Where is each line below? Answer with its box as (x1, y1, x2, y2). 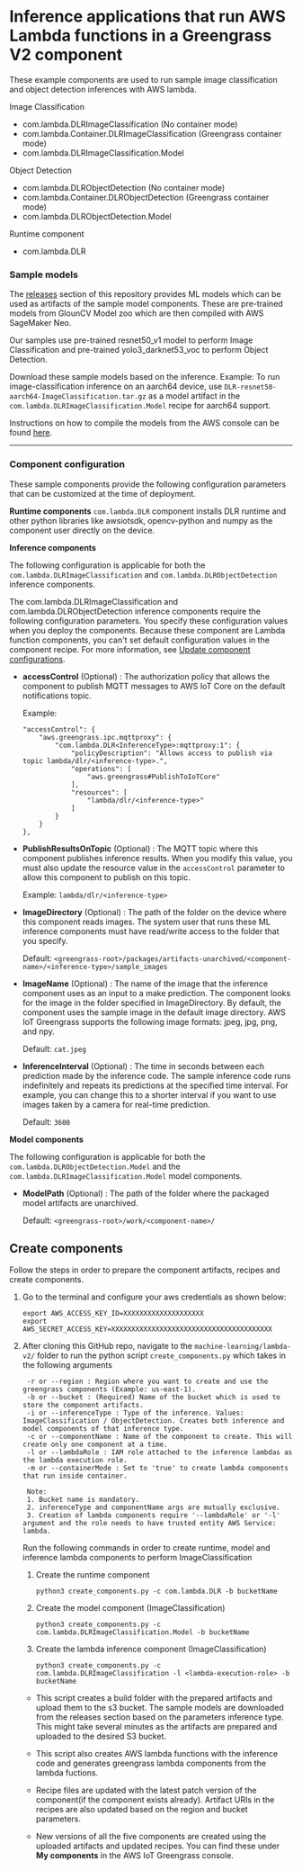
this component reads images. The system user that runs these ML (22, 916, 271, 927)
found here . (9, 427, 52, 438)
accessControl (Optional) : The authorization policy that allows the (22, 670, 271, 681)
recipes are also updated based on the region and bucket (35, 1804, 249, 1815)
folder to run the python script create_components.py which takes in (37, 1350, 286, 1361)
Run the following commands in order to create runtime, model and (22, 1542, 271, 1553)
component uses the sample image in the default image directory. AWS (22, 1006, 286, 1018)
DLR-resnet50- (224, 382, 277, 392)
